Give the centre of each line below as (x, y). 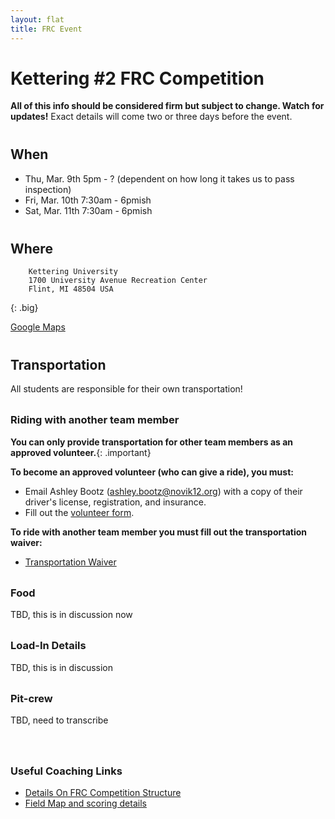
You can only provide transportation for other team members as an (152, 442)
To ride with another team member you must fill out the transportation (158, 532)
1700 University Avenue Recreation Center (118, 281)
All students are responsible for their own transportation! (126, 389)
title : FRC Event (46, 29)
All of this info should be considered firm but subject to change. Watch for (167, 106)
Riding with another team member (95, 420)
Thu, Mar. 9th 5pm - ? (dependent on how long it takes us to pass (159, 178)
